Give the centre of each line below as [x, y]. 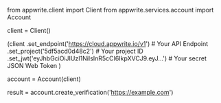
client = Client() [29, 31]
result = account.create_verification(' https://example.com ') [90, 92]
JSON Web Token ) [34, 66]
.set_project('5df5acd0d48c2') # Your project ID [75, 51]
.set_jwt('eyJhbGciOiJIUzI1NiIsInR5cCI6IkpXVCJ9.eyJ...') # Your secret [107, 58]
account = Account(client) [44, 79]
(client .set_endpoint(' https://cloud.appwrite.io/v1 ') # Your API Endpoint [108, 44]
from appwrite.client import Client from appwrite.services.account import [110, 10]
